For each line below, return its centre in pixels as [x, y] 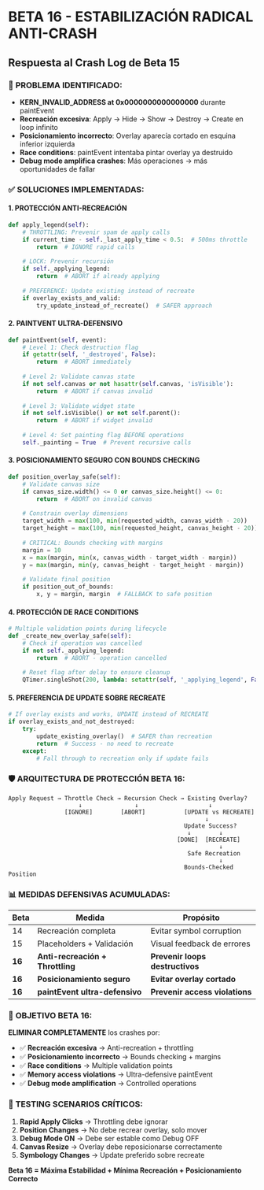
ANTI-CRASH [53, 33]
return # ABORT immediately [84, 362]
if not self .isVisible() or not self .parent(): [101, 413]
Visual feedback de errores [200, 943]
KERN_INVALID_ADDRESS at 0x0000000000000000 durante [123, 102]
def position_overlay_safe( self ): [65, 477]
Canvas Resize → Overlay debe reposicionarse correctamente [121, 1147]
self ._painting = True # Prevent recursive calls [107, 442]
